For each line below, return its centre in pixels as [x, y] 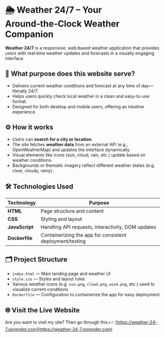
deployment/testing [63, 241]
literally [20, 91]
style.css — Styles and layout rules [48, 279]
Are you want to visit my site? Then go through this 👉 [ [61, 322]
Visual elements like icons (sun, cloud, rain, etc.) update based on [79, 155]
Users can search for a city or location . [52, 139]
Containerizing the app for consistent [84, 235]
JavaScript [20, 227]
